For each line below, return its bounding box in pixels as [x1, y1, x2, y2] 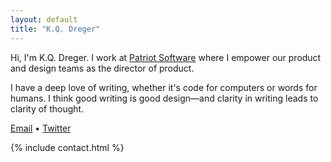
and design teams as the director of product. [10, 62, 195, 74]
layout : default [10, 14, 78, 25]
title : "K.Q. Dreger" [10, 24, 101, 34]
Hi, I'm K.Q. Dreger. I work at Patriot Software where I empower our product [10, 51, 322, 63]
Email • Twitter [10, 122, 72, 134]
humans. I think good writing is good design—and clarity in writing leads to [10, 92, 319, 104]
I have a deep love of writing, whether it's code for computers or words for [10, 81, 318, 93]
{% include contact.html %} [10, 141, 125, 153]
